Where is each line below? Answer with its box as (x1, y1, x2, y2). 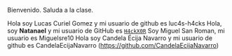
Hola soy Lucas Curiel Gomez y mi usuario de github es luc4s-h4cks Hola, (7, 19, 222, 27)
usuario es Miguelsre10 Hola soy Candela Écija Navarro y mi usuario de (7, 34, 212, 42)
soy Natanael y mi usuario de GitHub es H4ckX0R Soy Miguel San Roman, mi (7, 27, 226, 35)
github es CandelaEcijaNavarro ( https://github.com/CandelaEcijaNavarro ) (7, 41, 219, 49)
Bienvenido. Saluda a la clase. (7, 6, 93, 14)
